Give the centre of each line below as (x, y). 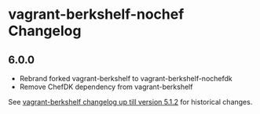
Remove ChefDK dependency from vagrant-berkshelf (106, 87)
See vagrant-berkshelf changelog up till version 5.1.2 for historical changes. (130, 102)
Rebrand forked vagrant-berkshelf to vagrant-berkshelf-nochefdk (126, 78)
